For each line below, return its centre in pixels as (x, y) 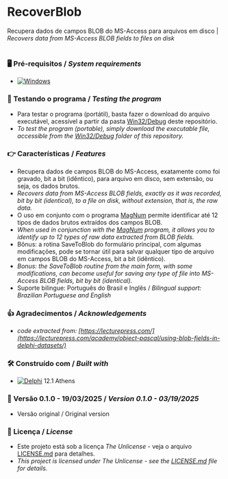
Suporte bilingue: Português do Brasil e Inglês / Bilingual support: (109, 288)
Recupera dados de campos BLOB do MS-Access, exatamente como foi (118, 171)
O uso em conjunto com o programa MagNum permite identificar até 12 (117, 215)
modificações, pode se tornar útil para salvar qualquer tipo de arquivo (115, 251)
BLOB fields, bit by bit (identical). (86, 280)
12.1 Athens (59, 381)
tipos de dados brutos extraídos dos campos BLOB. (90, 222)
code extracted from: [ (49, 331)
